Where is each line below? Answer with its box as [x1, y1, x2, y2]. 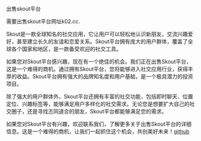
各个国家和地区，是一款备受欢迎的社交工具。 [11, 45, 121, 52]
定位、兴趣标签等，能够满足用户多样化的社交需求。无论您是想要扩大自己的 [6, 101, 190, 107]
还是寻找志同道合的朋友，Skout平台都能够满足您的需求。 [26, 108, 167, 115]
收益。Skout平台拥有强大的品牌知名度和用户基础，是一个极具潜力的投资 [16, 73, 193, 80]
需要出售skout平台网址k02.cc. [6, 18, 81, 25]
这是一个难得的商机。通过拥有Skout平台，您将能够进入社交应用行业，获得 [6, 65, 188, 73]
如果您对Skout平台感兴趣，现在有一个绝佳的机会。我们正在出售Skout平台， [6, 58, 192, 65]
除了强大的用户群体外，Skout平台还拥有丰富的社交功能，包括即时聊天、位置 [6, 93, 193, 100]
